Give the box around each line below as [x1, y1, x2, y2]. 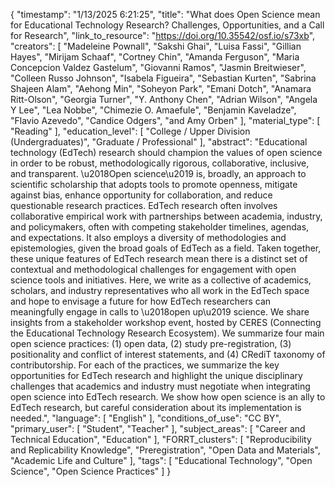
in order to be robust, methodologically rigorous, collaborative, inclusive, [10, 157, 310, 169]
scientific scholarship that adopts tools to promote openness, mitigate [10, 179, 298, 190]
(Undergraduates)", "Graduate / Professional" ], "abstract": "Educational [10, 136, 308, 148]
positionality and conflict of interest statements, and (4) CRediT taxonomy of [10, 349, 326, 360]
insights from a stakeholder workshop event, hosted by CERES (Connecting [10, 317, 322, 328]
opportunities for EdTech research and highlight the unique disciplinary [10, 370, 303, 381]
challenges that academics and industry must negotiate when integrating [10, 380, 311, 392]
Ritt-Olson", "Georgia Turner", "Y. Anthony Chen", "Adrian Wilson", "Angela [10, 94, 318, 105]
